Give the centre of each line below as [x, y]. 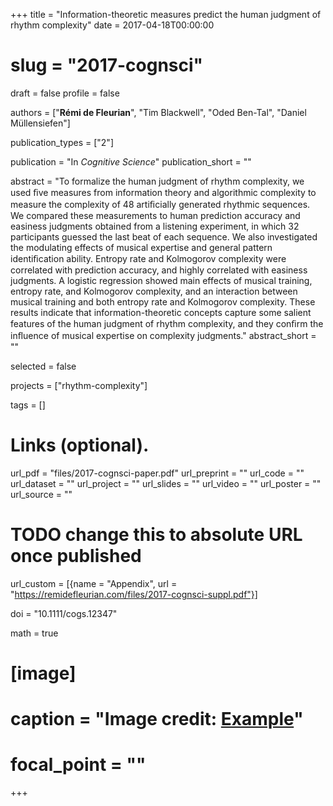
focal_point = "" [78, 765]
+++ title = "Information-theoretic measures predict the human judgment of [166, 14]
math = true [34, 633]
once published [76, 556]
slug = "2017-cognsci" [107, 65]
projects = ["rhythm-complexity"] [79, 385]
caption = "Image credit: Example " [157, 719]
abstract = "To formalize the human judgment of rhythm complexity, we [157, 181]
